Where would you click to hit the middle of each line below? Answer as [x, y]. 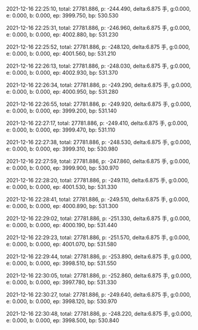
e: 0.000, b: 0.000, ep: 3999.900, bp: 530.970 [63, 168]
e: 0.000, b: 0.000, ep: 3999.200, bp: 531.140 [62, 111]
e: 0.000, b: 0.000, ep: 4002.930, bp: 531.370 [62, 73]
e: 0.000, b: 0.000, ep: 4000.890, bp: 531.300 [62, 206]
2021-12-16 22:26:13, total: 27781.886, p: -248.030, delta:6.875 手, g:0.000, [98, 66]
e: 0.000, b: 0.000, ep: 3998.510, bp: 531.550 [61, 263]
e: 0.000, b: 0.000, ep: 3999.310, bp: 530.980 [62, 149]
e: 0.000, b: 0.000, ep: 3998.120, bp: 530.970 [62, 301]
